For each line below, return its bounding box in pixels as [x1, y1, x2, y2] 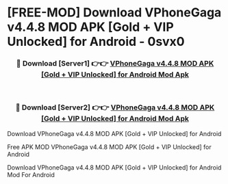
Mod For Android [7, 170, 55, 179]
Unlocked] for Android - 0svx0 [7, 34, 185, 49]
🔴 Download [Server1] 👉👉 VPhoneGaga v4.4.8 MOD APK [16, 59, 214, 68]
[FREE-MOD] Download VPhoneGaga [7, 5, 222, 21]
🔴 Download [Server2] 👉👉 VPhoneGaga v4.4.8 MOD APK [15, 103, 215, 112]
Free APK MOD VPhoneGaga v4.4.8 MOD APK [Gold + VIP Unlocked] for [7, 142, 212, 151]
